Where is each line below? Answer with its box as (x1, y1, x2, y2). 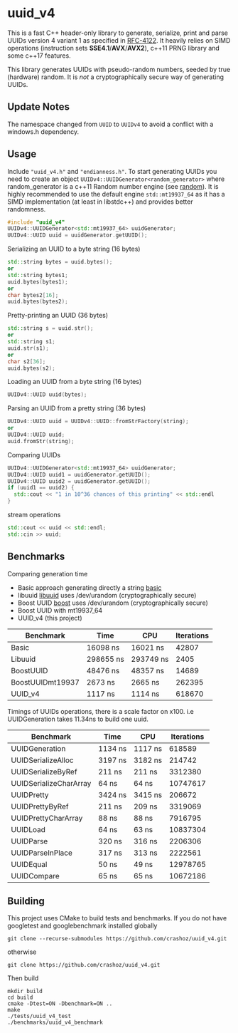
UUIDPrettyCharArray (11, 813, 83, 823)
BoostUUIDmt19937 (11, 677, 80, 687)
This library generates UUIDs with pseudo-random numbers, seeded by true (7, 65, 231, 73)
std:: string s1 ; (7, 338, 55, 346)
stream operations (7, 511, 61, 519)
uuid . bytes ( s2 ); (7, 365, 55, 372)
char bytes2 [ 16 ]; (7, 291, 59, 299)
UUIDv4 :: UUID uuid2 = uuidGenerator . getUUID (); (7, 477, 151, 485)
